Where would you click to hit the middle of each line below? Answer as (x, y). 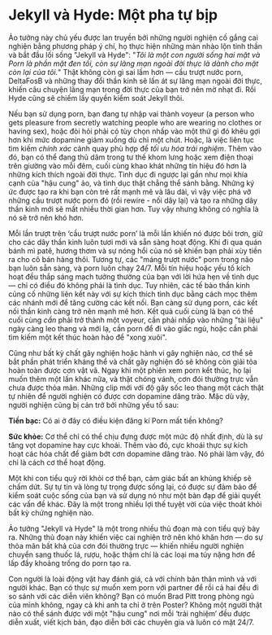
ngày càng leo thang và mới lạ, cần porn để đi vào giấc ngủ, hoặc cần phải (133, 328)
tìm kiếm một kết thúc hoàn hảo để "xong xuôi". (88, 337)
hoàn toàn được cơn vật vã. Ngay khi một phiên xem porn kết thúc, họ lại (130, 370)
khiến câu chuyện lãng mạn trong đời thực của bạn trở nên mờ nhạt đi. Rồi (132, 89)
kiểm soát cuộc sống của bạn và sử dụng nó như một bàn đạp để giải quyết (135, 495)
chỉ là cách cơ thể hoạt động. (57, 462)
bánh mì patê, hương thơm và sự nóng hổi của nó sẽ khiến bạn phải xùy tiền (135, 251)
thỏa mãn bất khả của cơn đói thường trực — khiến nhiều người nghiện (126, 545)
